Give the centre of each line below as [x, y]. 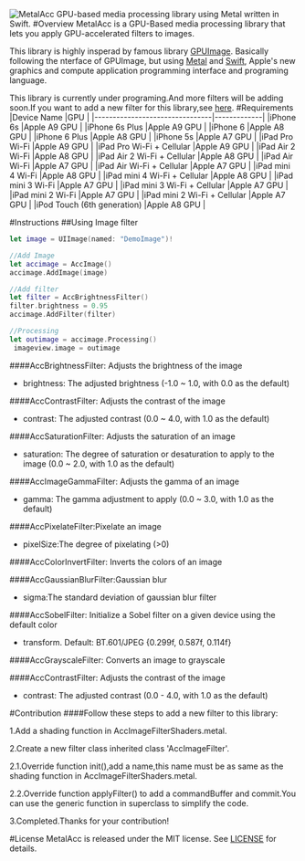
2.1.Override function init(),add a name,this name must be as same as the [147, 766]
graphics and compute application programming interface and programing [149, 70]
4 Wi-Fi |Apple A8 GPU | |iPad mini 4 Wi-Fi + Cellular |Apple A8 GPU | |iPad [152, 175]
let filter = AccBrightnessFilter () [79, 298]
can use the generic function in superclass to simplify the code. [129, 803]
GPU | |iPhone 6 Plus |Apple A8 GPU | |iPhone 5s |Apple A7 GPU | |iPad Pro [152, 136]
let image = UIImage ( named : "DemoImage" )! [91, 239]
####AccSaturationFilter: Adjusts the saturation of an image [122, 436]
